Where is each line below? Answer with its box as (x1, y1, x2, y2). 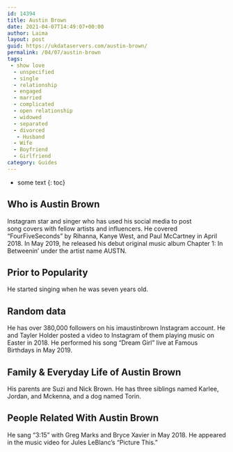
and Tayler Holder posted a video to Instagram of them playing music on (7, 332, 214, 340)
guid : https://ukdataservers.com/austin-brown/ (7, 42, 148, 49)
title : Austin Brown (7, 17, 67, 24)
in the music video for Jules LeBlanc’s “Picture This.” (7, 438, 158, 446)
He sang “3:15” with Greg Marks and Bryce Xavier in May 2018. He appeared (7, 430, 226, 439)
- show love (10, 62, 45, 69)
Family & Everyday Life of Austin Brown (7, 366, 182, 378)
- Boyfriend (13, 146, 49, 153)
